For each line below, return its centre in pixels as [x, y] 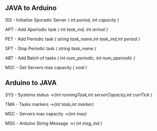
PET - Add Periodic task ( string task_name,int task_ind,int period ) [73, 39]
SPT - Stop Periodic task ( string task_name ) [51, 48]
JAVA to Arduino [31, 8]
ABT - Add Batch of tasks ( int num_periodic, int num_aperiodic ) [70, 58]
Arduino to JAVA [31, 83]
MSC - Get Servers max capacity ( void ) [46, 67]
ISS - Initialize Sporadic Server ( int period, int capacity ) [62, 20]
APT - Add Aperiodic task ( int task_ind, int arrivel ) [57, 29]
